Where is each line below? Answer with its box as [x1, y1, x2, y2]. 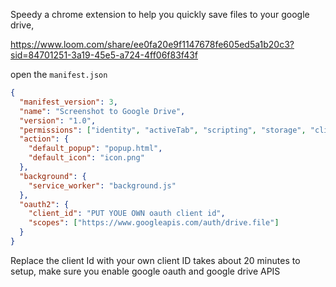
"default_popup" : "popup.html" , [28, 144, 163, 154]
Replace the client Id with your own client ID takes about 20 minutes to [10, 254, 301, 266]
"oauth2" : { [19, 199, 70, 209]
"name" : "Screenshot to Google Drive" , [19, 106, 186, 116]
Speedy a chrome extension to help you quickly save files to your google [10, 9, 310, 20]
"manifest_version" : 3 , [19, 97, 118, 107]
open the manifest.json [10, 69, 108, 80]
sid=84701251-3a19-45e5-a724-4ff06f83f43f [10, 49, 199, 61]
